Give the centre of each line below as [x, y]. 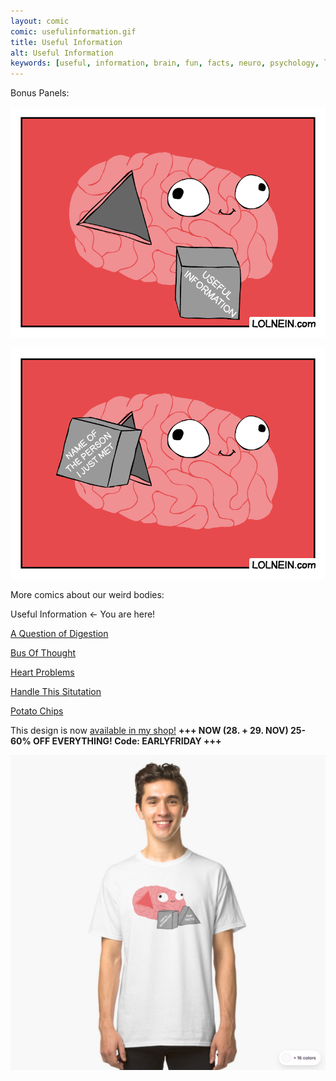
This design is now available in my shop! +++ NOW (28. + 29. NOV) [149, 730]
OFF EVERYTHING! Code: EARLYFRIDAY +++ [127, 741]
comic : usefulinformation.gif [73, 31]
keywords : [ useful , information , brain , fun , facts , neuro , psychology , [165, 63]
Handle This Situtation [56, 691]
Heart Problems [42, 672]
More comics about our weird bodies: [87, 594]
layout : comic [40, 21]
